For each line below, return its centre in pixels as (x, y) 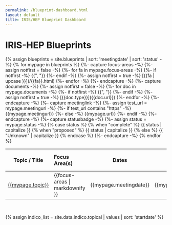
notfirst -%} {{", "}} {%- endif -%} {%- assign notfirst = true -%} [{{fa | (80, 76)
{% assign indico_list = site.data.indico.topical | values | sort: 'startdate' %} (84, 217)
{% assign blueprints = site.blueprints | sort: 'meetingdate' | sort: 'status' (82, 59)
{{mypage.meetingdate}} (120, 185)
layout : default (23, 15)
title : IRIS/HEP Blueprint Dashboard (46, 20)
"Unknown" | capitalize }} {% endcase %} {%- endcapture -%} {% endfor (83, 136)
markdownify (69, 188)
